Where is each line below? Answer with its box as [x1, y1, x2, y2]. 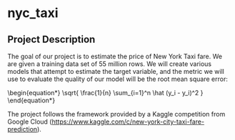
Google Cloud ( [7, 117, 52, 126]
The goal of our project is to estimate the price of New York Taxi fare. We [7, 52, 223, 60]
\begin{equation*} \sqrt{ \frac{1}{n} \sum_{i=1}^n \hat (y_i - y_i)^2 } [7, 89, 204, 97]
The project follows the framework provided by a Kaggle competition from [7, 110, 226, 118]
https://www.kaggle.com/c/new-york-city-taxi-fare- [51, 117, 205, 126]
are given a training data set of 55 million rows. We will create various [7, 60, 212, 68]
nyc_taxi [7, 5, 59, 21]
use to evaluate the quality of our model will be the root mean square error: [7, 75, 229, 83]
